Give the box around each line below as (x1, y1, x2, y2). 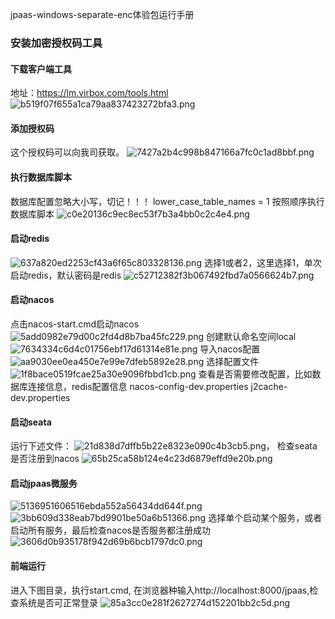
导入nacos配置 (199, 343, 261, 355)
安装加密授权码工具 (10, 36, 103, 50)
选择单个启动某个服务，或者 (208, 512, 323, 524)
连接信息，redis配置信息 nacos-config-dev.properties (27, 380, 249, 392)
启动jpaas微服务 (10, 477, 78, 489)
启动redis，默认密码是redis (10, 269, 122, 281)
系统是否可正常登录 (18, 596, 98, 608)
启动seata (10, 416, 52, 428)
